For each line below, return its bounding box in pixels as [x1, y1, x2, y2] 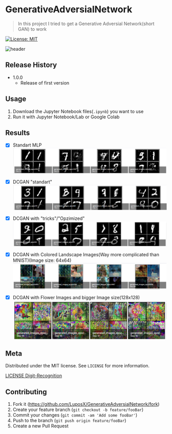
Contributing [5, 387, 47, 396]
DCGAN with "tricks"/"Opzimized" [12, 215, 85, 221]
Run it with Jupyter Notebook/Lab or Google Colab [12, 114, 120, 120]
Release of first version [20, 79, 70, 86]
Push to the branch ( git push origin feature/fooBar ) [12, 418, 126, 424]
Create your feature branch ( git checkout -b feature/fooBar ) [12, 406, 144, 413]
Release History [5, 60, 57, 70]
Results [5, 128, 30, 137]
